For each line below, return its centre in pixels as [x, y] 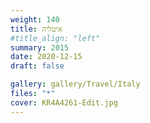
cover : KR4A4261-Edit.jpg [64, 102]
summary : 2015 [40, 47]
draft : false [37, 66]
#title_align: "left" [55, 38]
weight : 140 [35, 19]
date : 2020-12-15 [46, 57]
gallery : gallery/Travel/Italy [75, 84]
